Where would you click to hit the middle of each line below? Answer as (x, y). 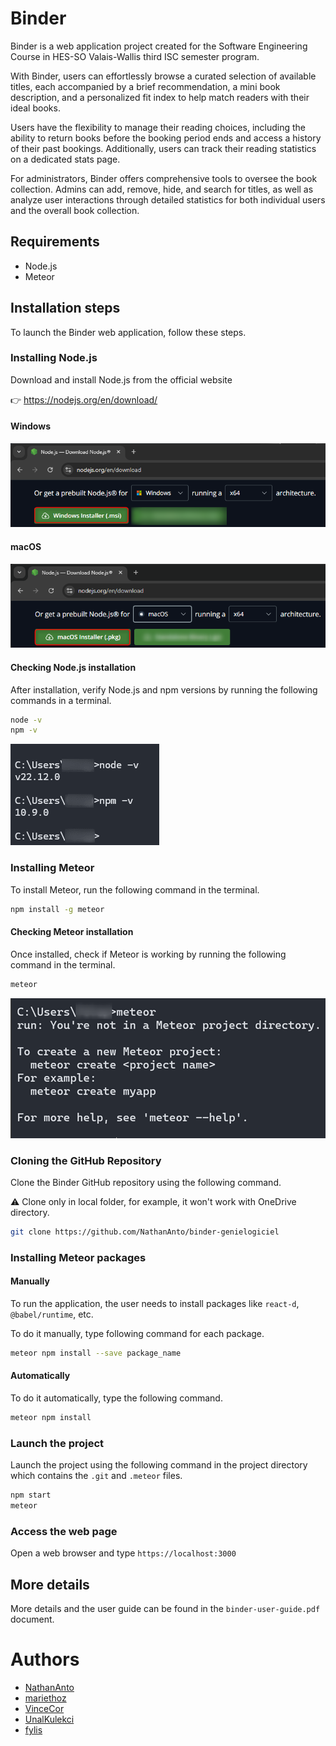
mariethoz (45, 1698)
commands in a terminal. (61, 700)
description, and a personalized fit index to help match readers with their (160, 97)
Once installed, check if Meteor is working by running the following (148, 954)
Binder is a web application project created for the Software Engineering (159, 46)
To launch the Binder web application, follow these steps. (128, 332)
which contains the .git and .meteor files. (96, 1476)
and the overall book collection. (75, 210)
